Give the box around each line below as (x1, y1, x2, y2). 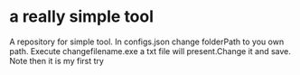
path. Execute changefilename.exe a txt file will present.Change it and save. (9, 45, 292, 56)
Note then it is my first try (9, 55, 104, 66)
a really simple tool (9, 6, 155, 27)
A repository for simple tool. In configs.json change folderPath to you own (9, 36, 285, 47)
